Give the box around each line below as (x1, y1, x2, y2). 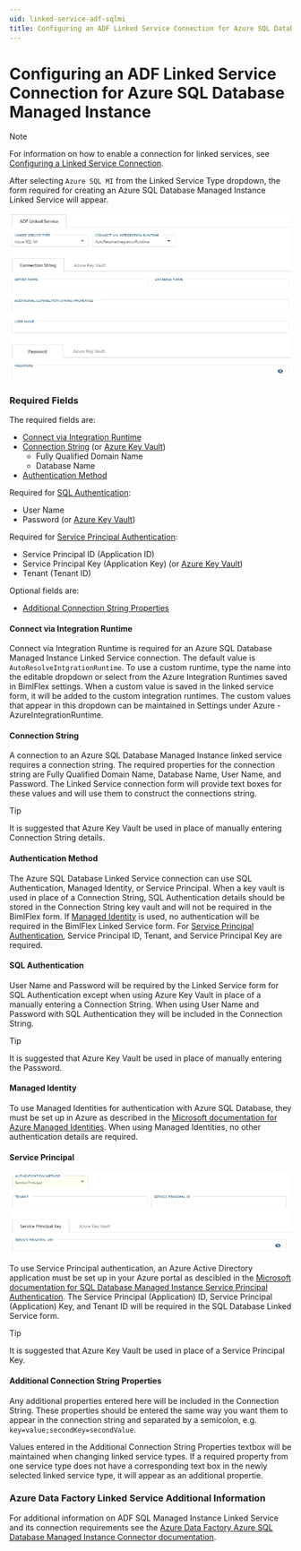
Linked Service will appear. (9, 194, 109, 205)
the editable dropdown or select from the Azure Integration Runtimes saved (9, 672, 288, 683)
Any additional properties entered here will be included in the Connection (9, 1395, 279, 1406)
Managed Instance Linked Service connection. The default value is (9, 652, 256, 663)
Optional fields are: (9, 585, 80, 596)
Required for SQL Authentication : (9, 487, 132, 497)
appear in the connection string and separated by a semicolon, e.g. (9, 1414, 257, 1425)
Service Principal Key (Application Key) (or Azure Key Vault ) (21, 558, 244, 569)
